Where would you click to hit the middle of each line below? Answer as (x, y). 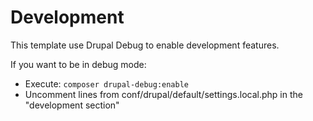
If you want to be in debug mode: (78, 64)
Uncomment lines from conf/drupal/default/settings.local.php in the (163, 94)
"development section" (72, 105)
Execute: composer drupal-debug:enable (107, 83)
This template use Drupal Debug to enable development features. (145, 45)
